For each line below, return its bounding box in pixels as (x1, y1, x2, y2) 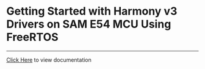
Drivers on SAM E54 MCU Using (6, 17, 171, 31)
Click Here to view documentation (6, 56, 92, 64)
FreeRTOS (6, 31, 59, 44)
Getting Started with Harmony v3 (6, 4, 178, 18)
